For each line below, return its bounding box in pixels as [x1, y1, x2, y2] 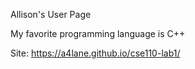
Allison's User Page [10, 9, 92, 20]
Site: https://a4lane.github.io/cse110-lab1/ [10, 47, 181, 59]
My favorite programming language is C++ [10, 28, 186, 39]
